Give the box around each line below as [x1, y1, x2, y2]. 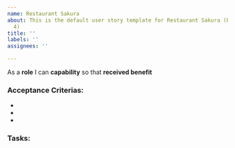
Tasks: [7, 133, 31, 143]
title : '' [7, 29, 36, 37]
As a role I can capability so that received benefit [7, 68, 152, 76]
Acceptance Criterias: [7, 85, 84, 95]
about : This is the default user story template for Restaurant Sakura [7, 17, 220, 24]
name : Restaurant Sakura [7, 10, 80, 17]
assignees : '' [7, 43, 49, 50]
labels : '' [7, 36, 39, 43]
